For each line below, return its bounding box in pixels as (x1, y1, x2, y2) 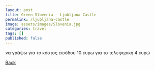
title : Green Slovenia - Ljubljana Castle (5, 12, 97, 17)
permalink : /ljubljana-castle (5, 17, 70, 22)
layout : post (5, 7, 33, 13)
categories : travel (5, 26, 47, 31)
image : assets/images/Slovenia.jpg (5, 21, 81, 27)
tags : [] (5, 31, 24, 36)
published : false (5, 36, 42, 41)
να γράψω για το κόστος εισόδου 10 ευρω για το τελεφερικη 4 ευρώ (5, 49, 150, 56)
